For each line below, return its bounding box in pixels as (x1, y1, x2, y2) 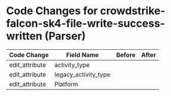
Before (116, 50, 136, 59)
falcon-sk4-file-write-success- (6, 17, 165, 30)
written (6, 30, 43, 43)
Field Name (66, 50, 99, 59)
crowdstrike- (100, 4, 166, 18)
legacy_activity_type (54, 70, 111, 78)
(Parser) (44, 30, 86, 43)
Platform (54, 80, 78, 88)
